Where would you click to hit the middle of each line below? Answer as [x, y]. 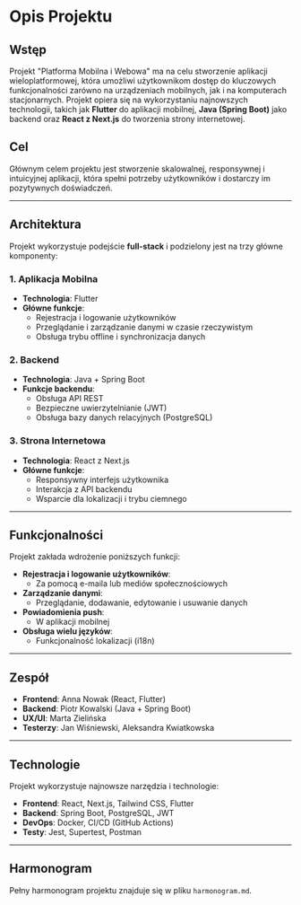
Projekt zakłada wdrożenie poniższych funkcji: [95, 557]
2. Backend [34, 359]
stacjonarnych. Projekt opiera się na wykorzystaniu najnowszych [129, 100]
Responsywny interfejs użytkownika [102, 479]
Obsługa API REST [69, 399]
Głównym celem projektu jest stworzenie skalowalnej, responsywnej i [138, 169]
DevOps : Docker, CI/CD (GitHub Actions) [98, 822]
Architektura [46, 225]
